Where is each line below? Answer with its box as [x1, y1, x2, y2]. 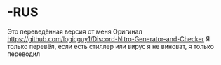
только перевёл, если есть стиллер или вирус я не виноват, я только [7, 42, 214, 50]
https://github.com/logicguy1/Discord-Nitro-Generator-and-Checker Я [7, 34, 210, 43]
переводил [7, 50, 41, 58]
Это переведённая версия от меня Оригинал [7, 27, 142, 36]
